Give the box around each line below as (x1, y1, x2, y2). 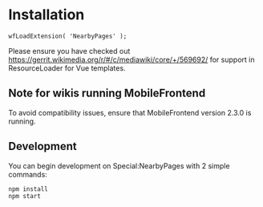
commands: (8, 169, 48, 179)
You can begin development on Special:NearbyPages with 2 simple (8, 160, 230, 170)
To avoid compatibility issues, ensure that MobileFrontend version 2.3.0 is (8, 108, 252, 117)
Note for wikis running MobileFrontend (8, 87, 206, 100)
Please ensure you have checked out (8, 46, 131, 55)
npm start (8, 192, 42, 200)
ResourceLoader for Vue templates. (8, 63, 126, 73)
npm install (8, 185, 48, 193)
